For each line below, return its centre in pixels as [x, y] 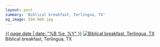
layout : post [19, 10]
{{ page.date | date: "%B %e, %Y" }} [44, 34]
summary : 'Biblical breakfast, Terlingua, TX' [55, 15]
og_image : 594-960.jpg [29, 19]
